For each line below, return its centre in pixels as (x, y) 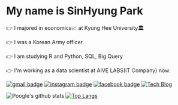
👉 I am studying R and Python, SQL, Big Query (64, 56)
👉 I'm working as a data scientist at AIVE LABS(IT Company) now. (88, 70)
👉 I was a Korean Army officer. (45, 42)
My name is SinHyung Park (75, 11)
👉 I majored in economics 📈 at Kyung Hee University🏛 (75, 27)
